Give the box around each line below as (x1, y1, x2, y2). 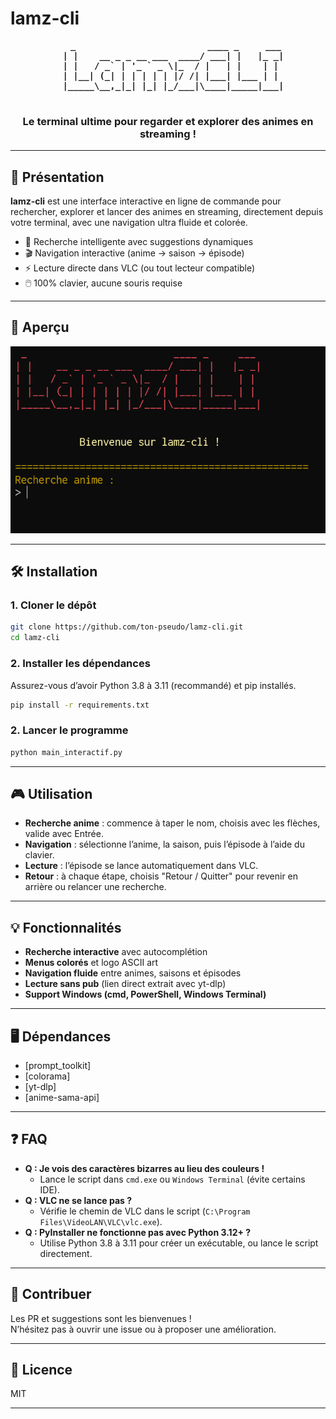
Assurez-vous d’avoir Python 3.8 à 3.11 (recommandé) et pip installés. (10, 679, 297, 691)
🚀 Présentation (10, 168, 105, 186)
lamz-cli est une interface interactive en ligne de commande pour (10, 195, 282, 207)
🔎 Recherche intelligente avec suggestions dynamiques (24, 236, 254, 248)
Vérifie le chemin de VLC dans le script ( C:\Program (39, 1205, 251, 1217)
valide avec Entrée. (24, 828, 104, 840)
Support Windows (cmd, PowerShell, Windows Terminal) (24, 988, 267, 1001)
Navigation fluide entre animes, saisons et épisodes (24, 967, 242, 979)
